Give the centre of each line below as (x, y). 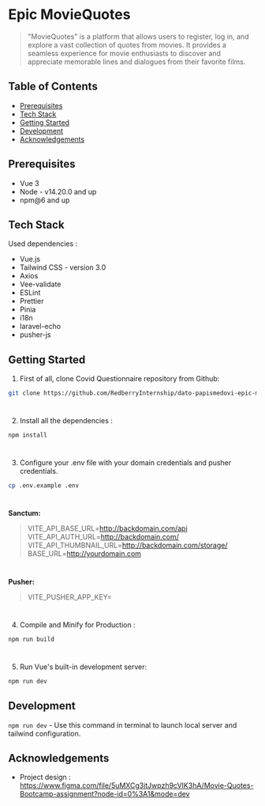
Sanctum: (24, 513)
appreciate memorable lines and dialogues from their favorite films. (136, 62)
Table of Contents (53, 87)
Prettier (32, 301)
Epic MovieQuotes (69, 15)
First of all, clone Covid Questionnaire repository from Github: (119, 379)
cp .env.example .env (44, 486)
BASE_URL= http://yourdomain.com (84, 554)
